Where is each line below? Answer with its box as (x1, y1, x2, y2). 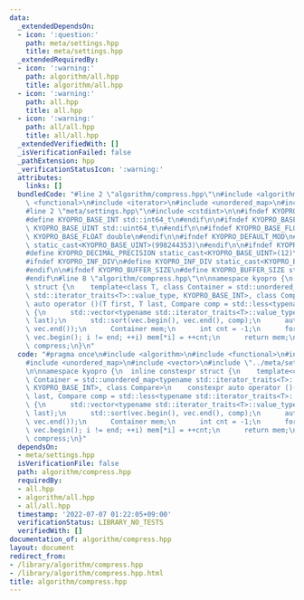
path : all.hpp (25, 97, 79, 107)
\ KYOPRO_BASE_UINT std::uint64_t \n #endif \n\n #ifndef (25, 224, 233, 233)
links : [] (25, 182, 63, 191)
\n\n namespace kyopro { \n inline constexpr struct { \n (25, 367, 242, 376)
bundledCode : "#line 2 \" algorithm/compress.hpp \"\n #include (17, 190, 253, 199)
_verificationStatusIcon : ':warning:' (17, 165, 165, 174)
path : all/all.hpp (25, 123, 95, 132)
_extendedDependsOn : (17, 22, 95, 31)
